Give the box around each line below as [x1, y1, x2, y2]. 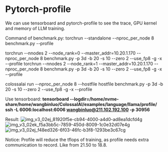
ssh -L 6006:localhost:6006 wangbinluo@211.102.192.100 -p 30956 [5, 106, 150, 112]
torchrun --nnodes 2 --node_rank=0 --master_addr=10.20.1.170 [5, 50, 136, 56]
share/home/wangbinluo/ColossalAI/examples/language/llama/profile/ [5, 101, 157, 107]
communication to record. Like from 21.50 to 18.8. [5, 141, 108, 148]
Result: [5, 116, 20, 122]
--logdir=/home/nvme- [70, 96, 119, 102]
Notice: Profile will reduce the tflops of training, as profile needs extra [5, 136, 149, 142]
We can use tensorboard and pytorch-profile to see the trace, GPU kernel [5, 20, 157, 26]
